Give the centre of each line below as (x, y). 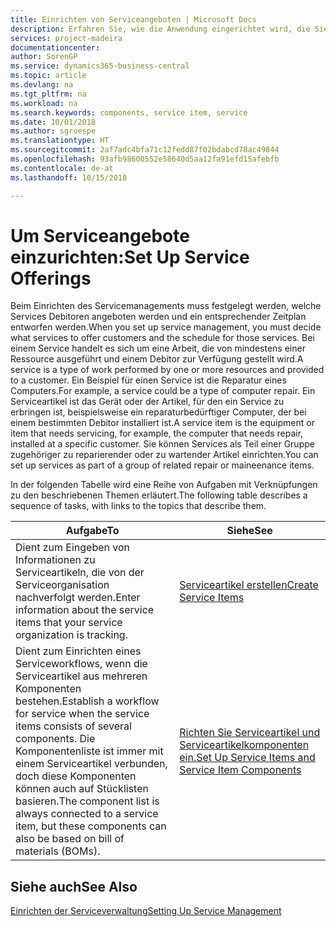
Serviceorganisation (62, 585)
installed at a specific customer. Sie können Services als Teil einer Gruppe (162, 444)
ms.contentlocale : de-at (62, 168)
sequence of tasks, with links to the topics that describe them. (138, 506)
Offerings (51, 278)
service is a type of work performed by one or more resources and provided (167, 370)
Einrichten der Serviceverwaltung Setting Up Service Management (146, 911)
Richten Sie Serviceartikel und (250, 733)
